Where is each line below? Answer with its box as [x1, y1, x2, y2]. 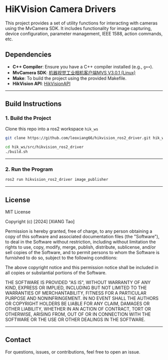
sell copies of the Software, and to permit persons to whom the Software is [5, 250, 160, 256]
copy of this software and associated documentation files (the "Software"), [5, 234, 160, 240]
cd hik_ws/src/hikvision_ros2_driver [5, 145, 84, 150]
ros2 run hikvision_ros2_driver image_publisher [5, 177, 108, 182]
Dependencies [5, 50, 51, 59]
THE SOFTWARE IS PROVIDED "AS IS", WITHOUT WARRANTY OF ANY [5, 280, 151, 286]
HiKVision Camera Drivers [5, 3, 116, 15]
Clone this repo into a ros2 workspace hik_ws [5, 126, 98, 132]
